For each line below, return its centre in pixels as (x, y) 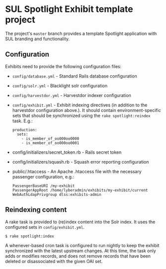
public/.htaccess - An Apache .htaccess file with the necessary (77, 171)
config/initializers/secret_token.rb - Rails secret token (67, 152)
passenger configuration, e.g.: (43, 177)
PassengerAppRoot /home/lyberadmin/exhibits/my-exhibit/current (80, 190)
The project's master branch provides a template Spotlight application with (81, 33)
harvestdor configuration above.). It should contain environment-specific (86, 110)
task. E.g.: (23, 121)
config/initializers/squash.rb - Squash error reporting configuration (81, 162)
